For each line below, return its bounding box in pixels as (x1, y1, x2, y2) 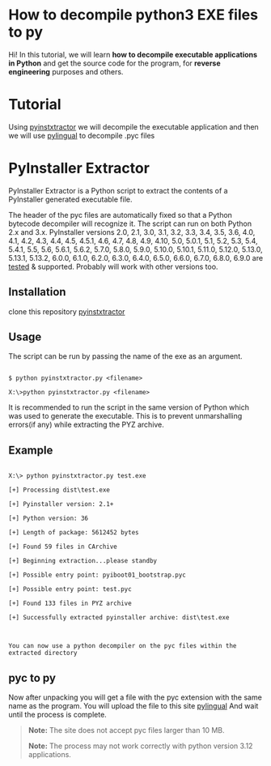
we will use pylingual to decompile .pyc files (8, 130, 155, 140)
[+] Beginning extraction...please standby (8, 557, 158, 565)
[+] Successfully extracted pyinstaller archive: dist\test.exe (8, 614, 230, 622)
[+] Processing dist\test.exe (8, 486, 111, 495)
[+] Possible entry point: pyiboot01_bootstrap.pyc (8, 571, 186, 580)
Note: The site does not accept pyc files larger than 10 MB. (28, 726, 225, 735)
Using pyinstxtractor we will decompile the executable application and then (8, 121, 259, 131)
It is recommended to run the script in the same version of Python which (8, 402, 249, 412)
